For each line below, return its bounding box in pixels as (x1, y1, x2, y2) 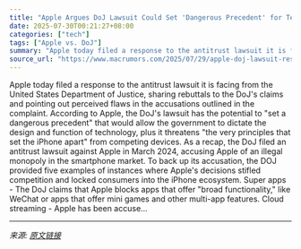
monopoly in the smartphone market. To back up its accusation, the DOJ (9, 156, 278, 166)
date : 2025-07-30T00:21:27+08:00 (9, 21, 134, 30)
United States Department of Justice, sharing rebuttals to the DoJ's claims (9, 89, 284, 99)
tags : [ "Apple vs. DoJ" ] (9, 38, 102, 47)
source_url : (9, 55, 54, 64)
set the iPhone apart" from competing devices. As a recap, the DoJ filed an (9, 136, 287, 147)
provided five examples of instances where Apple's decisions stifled (9, 165, 262, 176)
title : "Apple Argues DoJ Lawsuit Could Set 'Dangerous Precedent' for (9, 13, 282, 22)
